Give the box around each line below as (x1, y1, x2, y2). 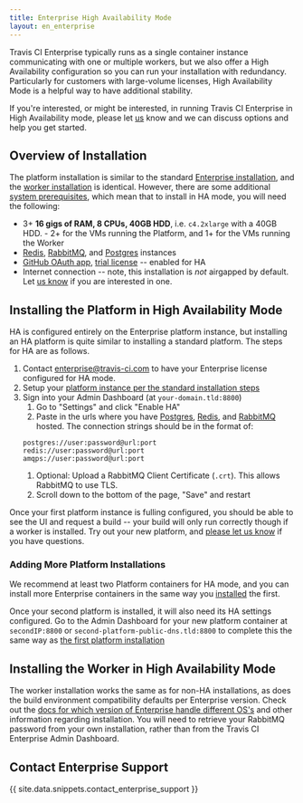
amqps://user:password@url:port (22, 454, 145, 464)
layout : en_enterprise (9, 22, 95, 31)
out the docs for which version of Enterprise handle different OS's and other (9, 704, 293, 715)
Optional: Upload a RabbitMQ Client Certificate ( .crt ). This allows (35, 470, 280, 481)
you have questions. (9, 536, 85, 547)
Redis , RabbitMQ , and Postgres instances (22, 247, 176, 258)
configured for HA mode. (22, 373, 116, 384)
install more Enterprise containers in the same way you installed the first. (9, 588, 280, 599)
